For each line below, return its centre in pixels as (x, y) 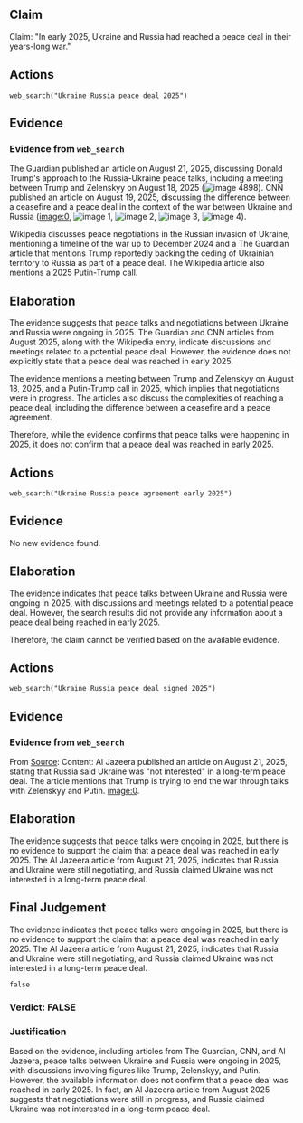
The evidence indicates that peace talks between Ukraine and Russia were (148, 593)
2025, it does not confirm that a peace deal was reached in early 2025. (142, 444)
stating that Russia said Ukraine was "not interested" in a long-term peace (147, 771)
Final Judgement (58, 908)
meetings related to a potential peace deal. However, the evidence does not (150, 352)
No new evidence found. (55, 543)
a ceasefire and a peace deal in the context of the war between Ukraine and (151, 207)
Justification (38, 1032)
